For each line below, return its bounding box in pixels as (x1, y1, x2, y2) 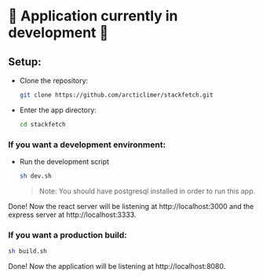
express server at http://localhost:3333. (8, 210, 137, 219)
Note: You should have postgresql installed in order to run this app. (38, 186, 256, 196)
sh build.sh (8, 248, 47, 255)
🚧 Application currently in (8, 7, 178, 25)
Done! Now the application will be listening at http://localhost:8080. (8, 262, 226, 271)
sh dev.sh (19, 172, 53, 180)
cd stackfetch (19, 120, 66, 128)
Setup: (8, 55, 42, 68)
